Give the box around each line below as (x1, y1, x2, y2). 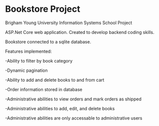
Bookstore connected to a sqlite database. (5, 38, 91, 45)
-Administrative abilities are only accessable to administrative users (5, 115, 142, 121)
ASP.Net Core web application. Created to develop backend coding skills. (5, 29, 155, 35)
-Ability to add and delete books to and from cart (5, 77, 105, 83)
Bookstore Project (5, 3, 80, 15)
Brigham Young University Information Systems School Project (5, 20, 132, 26)
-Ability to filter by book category (5, 58, 73, 63)
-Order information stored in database (5, 86, 82, 92)
